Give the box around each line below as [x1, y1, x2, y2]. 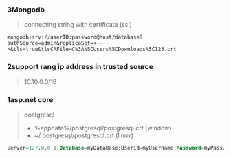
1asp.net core [7, 95, 54, 104]
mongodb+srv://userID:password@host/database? [7, 34, 143, 41]
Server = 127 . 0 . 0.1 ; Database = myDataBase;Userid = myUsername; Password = [7, 144, 205, 151]
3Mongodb [7, 5, 45, 14]
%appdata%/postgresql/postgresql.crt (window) [34, 124, 172, 132]
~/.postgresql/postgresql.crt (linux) [34, 131, 134, 139]
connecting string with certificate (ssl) [23, 21, 132, 29]
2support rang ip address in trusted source [7, 62, 153, 72]
